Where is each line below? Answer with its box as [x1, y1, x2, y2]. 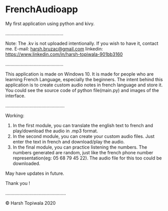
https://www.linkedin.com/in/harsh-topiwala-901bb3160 [5, 51, 123, 57]
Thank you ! [5, 180, 31, 186]
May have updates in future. [5, 170, 65, 176]
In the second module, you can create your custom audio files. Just [12, 133, 155, 139]
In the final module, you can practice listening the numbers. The [12, 144, 147, 150]
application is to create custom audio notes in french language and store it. [5, 82, 163, 88]
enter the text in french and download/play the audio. [12, 138, 125, 145]
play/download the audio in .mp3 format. [12, 128, 99, 134]
